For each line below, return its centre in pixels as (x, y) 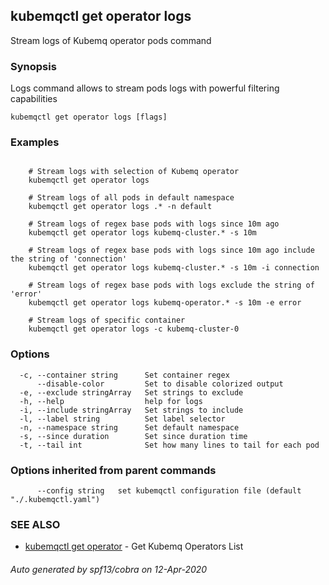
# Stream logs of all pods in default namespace (131, 198)
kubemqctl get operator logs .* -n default (120, 207)
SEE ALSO (35, 524)
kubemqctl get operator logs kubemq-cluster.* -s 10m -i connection (174, 268)
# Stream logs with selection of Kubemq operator (134, 172)
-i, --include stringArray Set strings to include (131, 410)
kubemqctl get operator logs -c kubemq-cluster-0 (134, 329)
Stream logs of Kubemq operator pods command (111, 40)
